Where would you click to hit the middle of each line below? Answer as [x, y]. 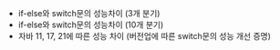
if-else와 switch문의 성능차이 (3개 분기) [89, 13]
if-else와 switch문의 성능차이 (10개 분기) [91, 25]
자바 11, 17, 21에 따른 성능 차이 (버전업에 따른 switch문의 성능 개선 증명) [145, 36]
